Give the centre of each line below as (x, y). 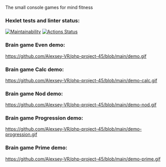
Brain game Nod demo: (34, 93)
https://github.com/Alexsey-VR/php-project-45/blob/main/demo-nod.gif (81, 105)
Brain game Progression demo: (44, 118)
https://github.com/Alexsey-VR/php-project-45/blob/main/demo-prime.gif (83, 159)
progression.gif (21, 134)
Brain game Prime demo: (36, 148)
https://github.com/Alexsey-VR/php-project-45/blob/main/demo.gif (76, 56)
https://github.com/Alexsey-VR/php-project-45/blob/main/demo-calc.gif (81, 80)
